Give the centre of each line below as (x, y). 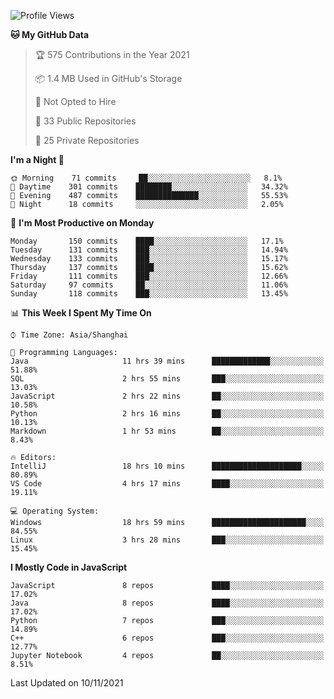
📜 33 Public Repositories (85, 121)
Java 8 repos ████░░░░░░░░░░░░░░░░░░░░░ (167, 603)
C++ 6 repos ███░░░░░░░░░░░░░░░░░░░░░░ (167, 638)
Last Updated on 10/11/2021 (67, 683)
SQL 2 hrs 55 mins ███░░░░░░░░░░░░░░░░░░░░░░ (167, 379)
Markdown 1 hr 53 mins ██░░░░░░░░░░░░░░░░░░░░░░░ (167, 431)
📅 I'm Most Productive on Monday (82, 223)
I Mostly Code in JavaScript (69, 567)
